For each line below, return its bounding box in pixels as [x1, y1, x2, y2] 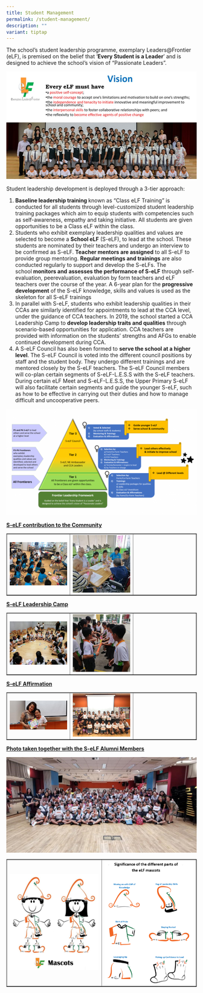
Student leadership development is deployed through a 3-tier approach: [6, 185, 185, 192]
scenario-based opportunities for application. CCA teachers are [14, 325, 174, 333]
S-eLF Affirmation [6, 680, 53, 687]
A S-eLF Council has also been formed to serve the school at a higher [14, 345, 191, 352]
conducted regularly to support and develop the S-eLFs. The [14, 261, 167, 268]
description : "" [6, 22, 47, 29]
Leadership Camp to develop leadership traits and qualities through [14, 319, 187, 326]
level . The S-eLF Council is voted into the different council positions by [14, 351, 192, 358]
